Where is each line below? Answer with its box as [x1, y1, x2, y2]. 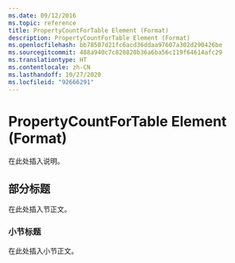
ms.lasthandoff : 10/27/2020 [8, 71, 102, 79]
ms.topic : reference [8, 19, 77, 27]
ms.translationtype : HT [8, 56, 88, 64]
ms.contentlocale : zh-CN [8, 64, 91, 72]
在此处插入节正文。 [8, 204, 72, 215]
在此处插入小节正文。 [8, 246, 78, 255]
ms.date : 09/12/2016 [8, 11, 77, 20]
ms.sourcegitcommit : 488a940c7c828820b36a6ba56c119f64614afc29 [8, 48, 223, 56]
